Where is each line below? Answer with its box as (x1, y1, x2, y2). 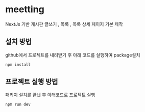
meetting (5, 4, 44, 15)
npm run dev (5, 102, 31, 107)
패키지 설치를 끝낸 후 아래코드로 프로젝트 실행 (5, 92, 95, 98)
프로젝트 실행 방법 (5, 77, 58, 86)
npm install (5, 62, 31, 67)
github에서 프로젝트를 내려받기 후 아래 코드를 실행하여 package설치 (5, 52, 140, 58)
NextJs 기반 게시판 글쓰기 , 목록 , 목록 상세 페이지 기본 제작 (5, 21, 124, 27)
